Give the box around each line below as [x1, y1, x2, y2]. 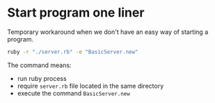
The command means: [7, 61, 72, 69]
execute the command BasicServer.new [17, 88, 130, 97]
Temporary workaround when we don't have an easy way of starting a [7, 28, 209, 36]
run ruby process [17, 74, 67, 82]
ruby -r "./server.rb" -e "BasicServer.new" [7, 48, 138, 55]
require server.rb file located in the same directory [17, 82, 164, 90]
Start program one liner [7, 5, 145, 21]
